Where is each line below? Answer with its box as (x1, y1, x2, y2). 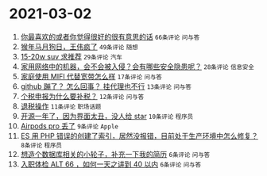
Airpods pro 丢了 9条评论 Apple (20, 121, 118, 131)
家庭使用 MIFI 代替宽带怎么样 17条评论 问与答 (20, 71, 162, 81)
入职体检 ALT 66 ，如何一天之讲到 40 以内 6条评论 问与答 (20, 159, 202, 169)
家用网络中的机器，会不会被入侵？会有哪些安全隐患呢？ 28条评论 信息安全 (20, 61, 255, 71)
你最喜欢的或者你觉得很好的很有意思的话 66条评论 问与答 (20, 32, 200, 41)
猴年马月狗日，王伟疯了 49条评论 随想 (20, 41, 138, 52)
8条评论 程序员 (20, 141, 63, 149)
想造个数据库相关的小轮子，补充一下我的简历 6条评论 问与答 (20, 149, 211, 159)
